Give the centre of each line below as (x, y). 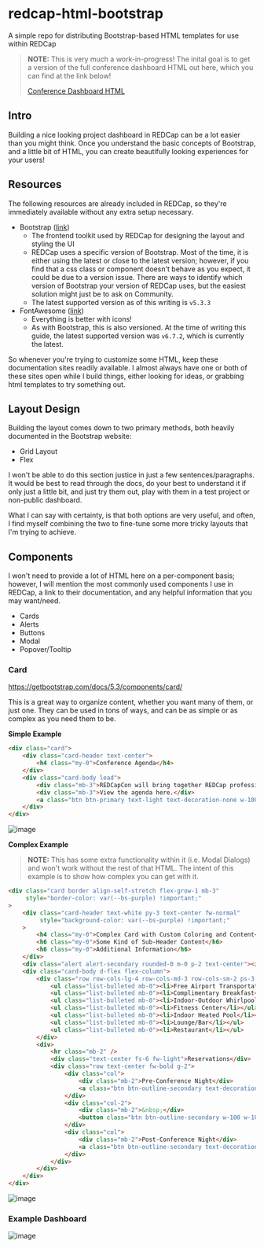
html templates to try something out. (67, 384)
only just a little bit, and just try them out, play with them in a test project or (129, 491)
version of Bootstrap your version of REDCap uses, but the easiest (138, 285)
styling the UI (53, 244)
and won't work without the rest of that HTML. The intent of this (130, 868)
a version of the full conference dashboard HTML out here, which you (140, 67)
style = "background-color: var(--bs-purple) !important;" (135, 920)
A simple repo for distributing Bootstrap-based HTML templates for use (124, 35)
